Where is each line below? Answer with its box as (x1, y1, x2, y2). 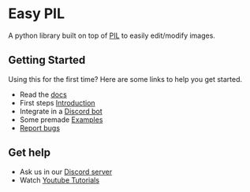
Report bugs (19, 123, 61, 132)
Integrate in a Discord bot (19, 106, 103, 116)
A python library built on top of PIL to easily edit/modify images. (8, 31, 215, 40)
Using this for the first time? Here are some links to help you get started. (8, 74, 243, 83)
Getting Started (8, 54, 86, 67)
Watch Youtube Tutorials (19, 175, 100, 185)
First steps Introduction (19, 98, 96, 107)
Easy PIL (8, 5, 65, 23)
